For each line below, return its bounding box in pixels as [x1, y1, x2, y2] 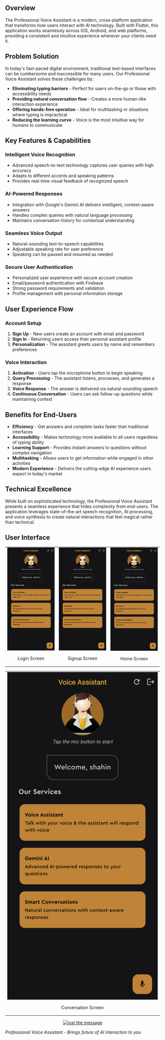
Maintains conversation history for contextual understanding [12, 217, 135, 223]
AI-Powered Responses [5, 190, 63, 197]
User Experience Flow [5, 305, 74, 313]
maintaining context [12, 396, 53, 402]
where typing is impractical [12, 111, 67, 117]
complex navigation [12, 450, 53, 456]
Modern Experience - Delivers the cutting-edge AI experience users [12, 466, 151, 471]
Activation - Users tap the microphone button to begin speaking [12, 370, 143, 376]
